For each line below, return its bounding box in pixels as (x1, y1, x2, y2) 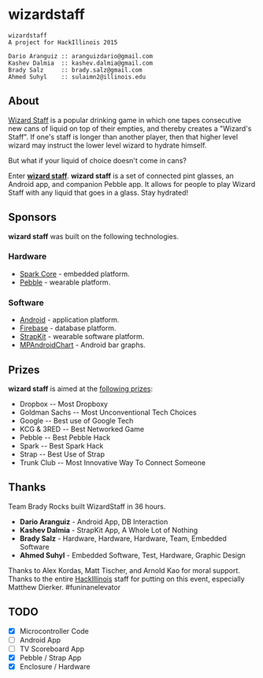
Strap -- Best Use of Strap (19, 449, 105, 459)
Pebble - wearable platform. (19, 278, 111, 287)
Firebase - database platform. (19, 323, 117, 333)
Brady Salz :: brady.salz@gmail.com (8, 65, 143, 74)
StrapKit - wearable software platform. (19, 332, 145, 341)
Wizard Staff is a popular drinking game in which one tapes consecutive (8, 115, 242, 125)
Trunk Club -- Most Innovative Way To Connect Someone (19, 457, 206, 467)
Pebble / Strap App (19, 653, 82, 662)
